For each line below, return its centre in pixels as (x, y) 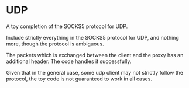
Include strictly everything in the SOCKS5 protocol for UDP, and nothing (93, 37)
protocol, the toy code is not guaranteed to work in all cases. (79, 79)
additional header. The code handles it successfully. (69, 61)
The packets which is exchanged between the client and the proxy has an (95, 55)
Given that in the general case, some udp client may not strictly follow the (95, 72)
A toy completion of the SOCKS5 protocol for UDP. (67, 26)
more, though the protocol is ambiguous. (55, 44)
